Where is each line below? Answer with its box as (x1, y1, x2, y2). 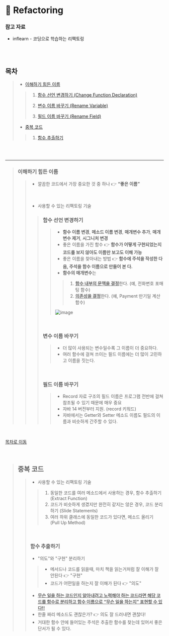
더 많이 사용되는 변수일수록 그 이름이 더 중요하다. (62, 345, 158, 351)
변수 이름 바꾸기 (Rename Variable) (37, 103, 108, 109)
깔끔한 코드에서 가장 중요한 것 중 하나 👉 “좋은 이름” (37, 180, 140, 187)
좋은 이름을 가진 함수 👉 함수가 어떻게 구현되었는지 (62, 241, 162, 247)
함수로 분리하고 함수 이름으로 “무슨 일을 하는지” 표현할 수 (47, 598, 157, 605)
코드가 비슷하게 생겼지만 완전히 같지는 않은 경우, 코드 (50, 501, 154, 507)
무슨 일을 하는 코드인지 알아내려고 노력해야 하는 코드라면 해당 (37, 592, 156, 598)
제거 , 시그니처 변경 (72, 235, 108, 241)
